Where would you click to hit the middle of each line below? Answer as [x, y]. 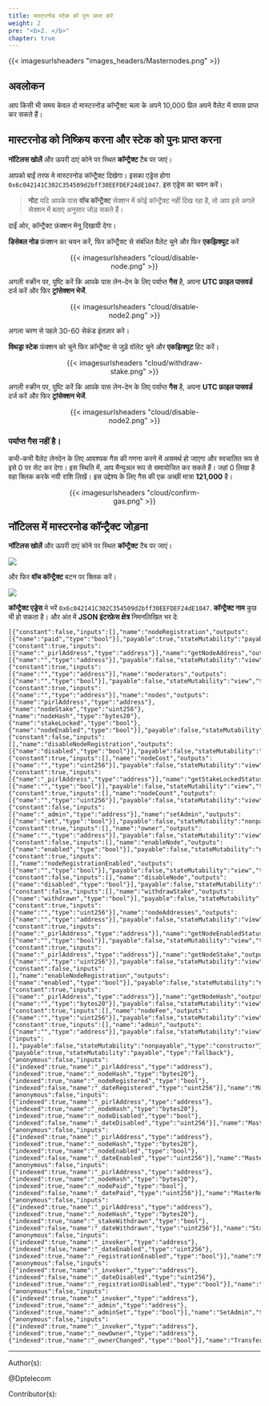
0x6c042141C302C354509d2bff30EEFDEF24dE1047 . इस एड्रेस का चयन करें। [116, 184]
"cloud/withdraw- [173, 362]
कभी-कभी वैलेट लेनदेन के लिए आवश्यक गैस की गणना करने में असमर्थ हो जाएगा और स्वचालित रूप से [134, 459]
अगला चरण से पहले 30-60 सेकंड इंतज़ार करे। [69, 330]
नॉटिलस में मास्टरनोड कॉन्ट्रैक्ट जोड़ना [78, 526]
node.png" [128, 266]
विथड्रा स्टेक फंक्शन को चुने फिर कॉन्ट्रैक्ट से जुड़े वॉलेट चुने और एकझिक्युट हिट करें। [114, 346]
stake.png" [128, 371]
